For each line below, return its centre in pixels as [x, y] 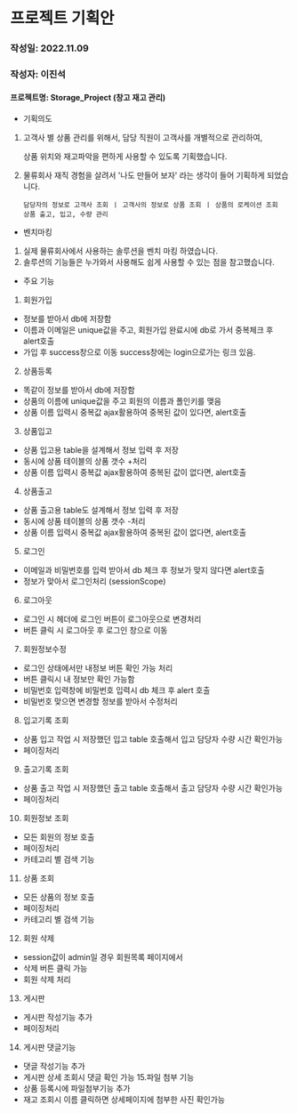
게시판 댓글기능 [49, 1047]
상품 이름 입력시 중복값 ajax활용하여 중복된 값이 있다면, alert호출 [135, 412]
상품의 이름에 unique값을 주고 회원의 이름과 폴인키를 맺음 [122, 401]
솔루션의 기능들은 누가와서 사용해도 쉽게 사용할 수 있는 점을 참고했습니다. [148, 262]
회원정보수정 [45, 649]
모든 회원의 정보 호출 [59, 837]
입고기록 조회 [46, 721]
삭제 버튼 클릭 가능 [55, 968]
